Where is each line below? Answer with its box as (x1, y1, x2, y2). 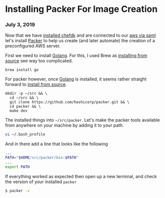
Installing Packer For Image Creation (5, 3, 158, 15)
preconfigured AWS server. (5, 43, 61, 49)
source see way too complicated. (5, 58, 73, 64)
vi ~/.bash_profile (5, 132, 46, 137)
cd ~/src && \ (9, 95, 39, 100)
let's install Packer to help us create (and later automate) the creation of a (5, 38, 155, 44)
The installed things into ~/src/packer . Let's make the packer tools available (5, 117, 160, 123)
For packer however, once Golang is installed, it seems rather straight (5, 76, 147, 82)
